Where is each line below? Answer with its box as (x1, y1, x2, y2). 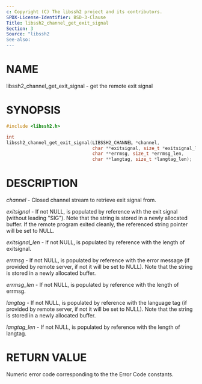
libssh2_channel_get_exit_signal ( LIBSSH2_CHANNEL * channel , (6, 139, 161, 146)
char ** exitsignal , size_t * (92, 145, 165, 151)
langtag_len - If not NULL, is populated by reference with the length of (6, 323, 180, 331)
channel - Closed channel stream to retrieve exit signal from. (6, 196, 156, 204)
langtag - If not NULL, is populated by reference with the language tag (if (6, 299, 188, 307)
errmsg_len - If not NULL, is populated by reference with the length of (6, 281, 179, 289)
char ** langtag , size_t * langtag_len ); (92, 157, 192, 163)
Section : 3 (6, 25, 34, 32)
